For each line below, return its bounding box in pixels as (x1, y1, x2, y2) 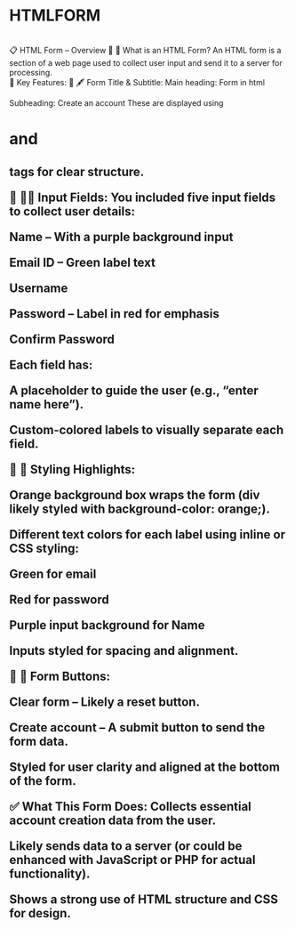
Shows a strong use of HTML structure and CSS (9, 892, 278, 907)
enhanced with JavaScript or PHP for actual (9, 852, 256, 868)
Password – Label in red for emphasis (9, 306, 219, 321)
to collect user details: (9, 204, 136, 219)
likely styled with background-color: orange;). (9, 501, 271, 516)
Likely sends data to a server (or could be (9, 838, 243, 853)
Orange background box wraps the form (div (9, 487, 260, 503)
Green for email (9, 566, 97, 581)
